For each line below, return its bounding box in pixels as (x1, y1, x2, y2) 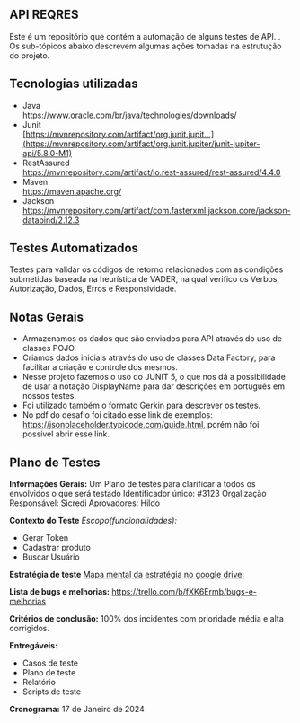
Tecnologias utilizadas (9, 76, 138, 92)
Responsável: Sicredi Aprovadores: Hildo (9, 498, 160, 508)
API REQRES (9, 7, 79, 22)
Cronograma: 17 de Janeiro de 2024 (9, 704, 146, 715)
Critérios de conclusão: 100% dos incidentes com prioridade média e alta (9, 613, 285, 624)
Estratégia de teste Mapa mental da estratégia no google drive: (9, 569, 245, 580)
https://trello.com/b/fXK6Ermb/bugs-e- (111, 586, 258, 597)
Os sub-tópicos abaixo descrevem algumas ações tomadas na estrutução (9, 40, 282, 51)
